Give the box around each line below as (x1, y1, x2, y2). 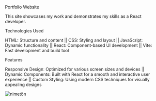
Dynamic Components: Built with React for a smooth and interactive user (5, 72, 150, 77)
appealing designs (5, 82, 42, 87)
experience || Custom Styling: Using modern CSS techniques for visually (5, 77, 150, 82)
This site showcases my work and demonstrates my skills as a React (5, 14, 142, 19)
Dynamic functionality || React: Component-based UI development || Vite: (5, 43, 152, 48)
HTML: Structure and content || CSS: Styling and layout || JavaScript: (5, 37, 143, 43)
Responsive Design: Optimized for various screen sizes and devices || (5, 66, 144, 72)
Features (5, 57, 23, 62)
